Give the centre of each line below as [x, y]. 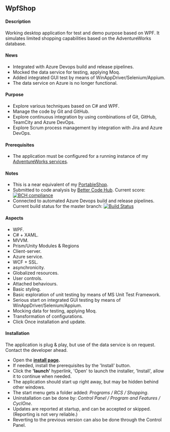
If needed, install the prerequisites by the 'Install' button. [72, 365]
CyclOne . [22, 403]
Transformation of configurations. [48, 316]
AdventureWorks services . [40, 162]
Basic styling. [27, 289]
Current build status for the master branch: [58, 206]
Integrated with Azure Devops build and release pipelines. [73, 66]
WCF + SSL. [25, 262]
